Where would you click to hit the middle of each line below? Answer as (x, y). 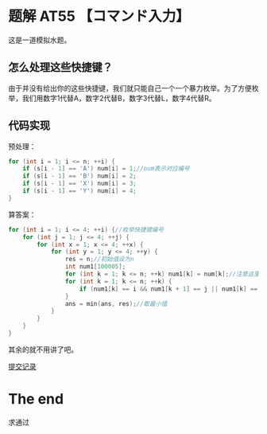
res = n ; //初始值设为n (99, 260)
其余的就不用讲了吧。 (43, 349)
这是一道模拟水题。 (40, 40)
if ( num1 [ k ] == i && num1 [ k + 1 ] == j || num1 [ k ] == (168, 289)
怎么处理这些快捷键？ (60, 67)
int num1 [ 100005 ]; (95, 267)
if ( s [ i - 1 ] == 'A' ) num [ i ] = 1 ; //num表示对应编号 (106, 169)
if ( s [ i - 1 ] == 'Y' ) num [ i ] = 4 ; (80, 191)
